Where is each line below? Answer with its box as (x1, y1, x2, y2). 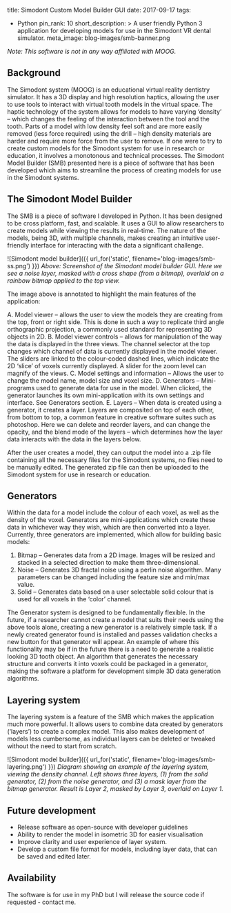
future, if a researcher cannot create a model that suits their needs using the (7, 616, 224, 624)
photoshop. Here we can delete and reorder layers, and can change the (7, 420, 210, 428)
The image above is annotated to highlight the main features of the (7, 290, 197, 298)
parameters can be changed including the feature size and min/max (17, 573, 210, 581)
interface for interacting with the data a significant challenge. (30, 241, 204, 249)
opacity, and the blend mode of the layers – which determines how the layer (7, 428, 223, 436)
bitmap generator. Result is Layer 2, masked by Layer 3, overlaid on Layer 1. (7, 785, 224, 793)
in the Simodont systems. (7, 173, 79, 181)
